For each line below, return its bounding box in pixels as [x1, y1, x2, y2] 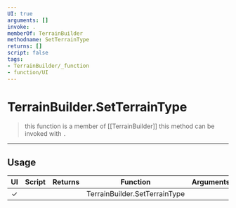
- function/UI [7, 69, 49, 76]
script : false [7, 50, 49, 57]
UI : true [7, 10, 33, 18]
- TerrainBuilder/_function [7, 62, 90, 69]
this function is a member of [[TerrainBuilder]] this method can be [24, 122, 216, 130]
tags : [7, 56, 23, 63]
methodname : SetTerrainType [7, 36, 90, 43]
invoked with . [24, 130, 67, 138]
